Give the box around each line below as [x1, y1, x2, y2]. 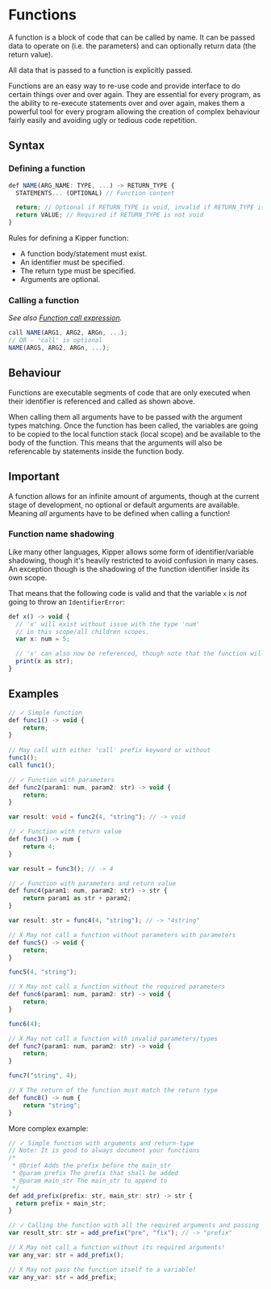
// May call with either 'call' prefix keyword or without [8, 746, 211, 754]
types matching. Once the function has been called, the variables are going [8, 421, 259, 430]
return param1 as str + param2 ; [23, 894, 131, 902]
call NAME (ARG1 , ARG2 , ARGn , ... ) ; [8, 329, 128, 337]
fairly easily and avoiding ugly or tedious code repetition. [8, 115, 198, 125]
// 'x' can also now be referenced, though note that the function [15, 649, 248, 658]
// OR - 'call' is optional [8, 336, 103, 344]
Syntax [8, 139, 45, 153]
